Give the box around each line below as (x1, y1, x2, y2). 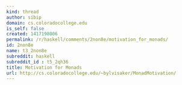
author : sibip (6, 14, 42, 20)
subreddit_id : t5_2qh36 (6, 59, 69, 65)
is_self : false (6, 25, 45, 32)
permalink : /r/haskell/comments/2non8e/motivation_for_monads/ (6, 37, 169, 42)
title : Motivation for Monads (6, 64, 83, 71)
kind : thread (6, 8, 39, 15)
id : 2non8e (6, 42, 34, 48)
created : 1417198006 (6, 31, 58, 37)
